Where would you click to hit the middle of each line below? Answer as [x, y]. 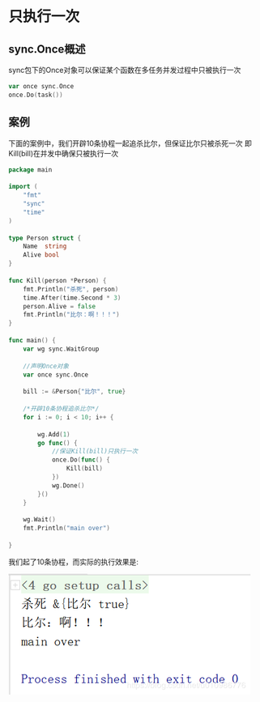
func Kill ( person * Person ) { [58, 280]
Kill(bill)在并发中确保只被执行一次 [64, 153]
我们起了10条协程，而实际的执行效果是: [74, 562]
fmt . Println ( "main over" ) [67, 528]
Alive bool [41, 255]
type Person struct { [45, 238]
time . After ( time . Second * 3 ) [72, 298]
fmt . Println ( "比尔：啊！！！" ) [71, 315]
